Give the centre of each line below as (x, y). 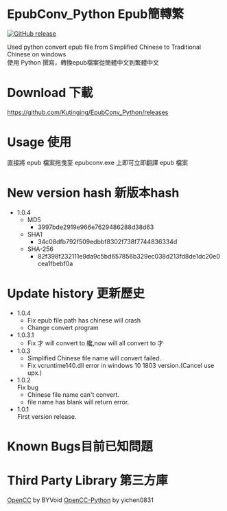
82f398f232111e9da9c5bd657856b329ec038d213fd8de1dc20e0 (129, 256)
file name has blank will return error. (78, 402)
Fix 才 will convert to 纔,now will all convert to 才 (95, 343)
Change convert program (63, 327)
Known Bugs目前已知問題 (80, 446)
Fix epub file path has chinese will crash (84, 320)
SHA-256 (40, 249)
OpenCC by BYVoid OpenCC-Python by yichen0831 (81, 500)
